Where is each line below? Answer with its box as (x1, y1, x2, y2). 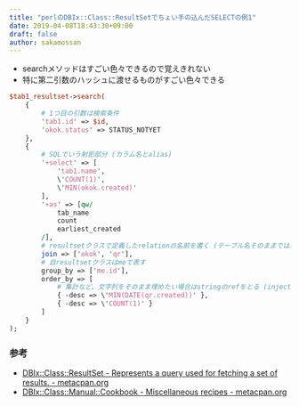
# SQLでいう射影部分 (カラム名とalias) (41, 150, 173, 159)
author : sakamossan (9, 37, 82, 47)
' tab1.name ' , (56, 166, 105, 176)
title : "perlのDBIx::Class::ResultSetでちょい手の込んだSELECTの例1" (9, 12, 256, 22)
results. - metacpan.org (21, 377, 109, 387)
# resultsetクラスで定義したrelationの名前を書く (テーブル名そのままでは (41, 241, 290, 250)
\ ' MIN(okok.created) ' (56, 183, 138, 192)
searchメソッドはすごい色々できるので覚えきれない (21, 63, 211, 74)
